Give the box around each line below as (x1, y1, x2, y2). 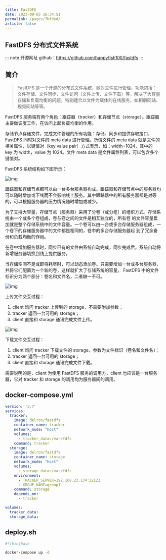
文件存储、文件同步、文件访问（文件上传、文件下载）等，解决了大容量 (17, 91, 161, 97)
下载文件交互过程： (5, 336, 44, 342)
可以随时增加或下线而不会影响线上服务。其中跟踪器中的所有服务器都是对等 (5, 192, 157, 198)
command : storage (14, 487, 50, 492)
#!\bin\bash (5, 541, 30, 546)
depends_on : (14, 492, 39, 497)
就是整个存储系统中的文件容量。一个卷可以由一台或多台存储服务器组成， (9, 221, 157, 227)
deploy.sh (5, 528, 37, 537)
